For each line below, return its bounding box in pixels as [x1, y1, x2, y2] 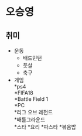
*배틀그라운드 [13, 116, 46, 123]
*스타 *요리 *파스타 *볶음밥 [13, 124, 77, 130]
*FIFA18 [13, 89, 33, 96]
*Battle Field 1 [13, 96, 48, 103]
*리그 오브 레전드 [13, 109, 53, 115]
